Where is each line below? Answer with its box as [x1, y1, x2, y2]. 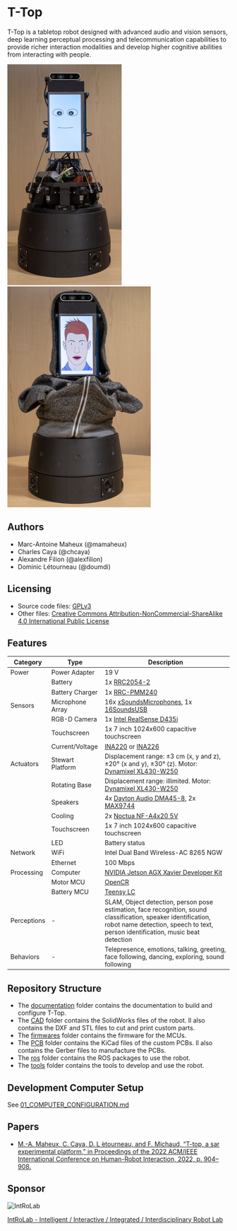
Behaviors [10, 952, 40, 961]
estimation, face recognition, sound [104, 905, 207, 914]
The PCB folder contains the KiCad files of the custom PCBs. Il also [17, 1039, 213, 1047]
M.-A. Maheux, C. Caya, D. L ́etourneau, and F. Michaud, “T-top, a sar [17, 1139, 220, 1148]
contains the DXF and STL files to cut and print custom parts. [17, 1024, 195, 1032]
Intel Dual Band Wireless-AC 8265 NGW [104, 849, 223, 857]
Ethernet [51, 858, 76, 866]
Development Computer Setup [7, 1082, 144, 1094]
